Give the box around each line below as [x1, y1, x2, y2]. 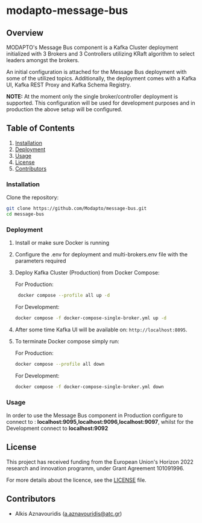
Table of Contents [6, 123, 75, 134]
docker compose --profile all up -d [17, 293, 110, 299]
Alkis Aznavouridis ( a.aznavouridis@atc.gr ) [14, 510, 122, 517]
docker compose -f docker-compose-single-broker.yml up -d [14, 315, 167, 321]
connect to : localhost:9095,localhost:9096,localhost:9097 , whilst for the [6, 418, 194, 425]
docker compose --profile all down [14, 361, 105, 367]
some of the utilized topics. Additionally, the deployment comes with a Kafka [6, 75, 197, 82]
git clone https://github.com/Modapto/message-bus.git [6, 206, 147, 212]
